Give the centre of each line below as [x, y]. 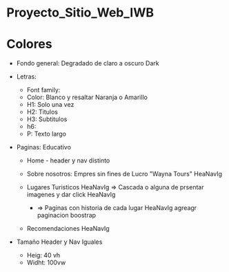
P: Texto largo [47, 134]
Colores [29, 44]
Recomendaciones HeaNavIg [68, 229]
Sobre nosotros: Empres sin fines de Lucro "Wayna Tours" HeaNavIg [124, 174]
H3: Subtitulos [47, 119]
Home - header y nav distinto [68, 160]
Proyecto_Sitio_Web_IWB [80, 13]
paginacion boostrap [67, 216]
